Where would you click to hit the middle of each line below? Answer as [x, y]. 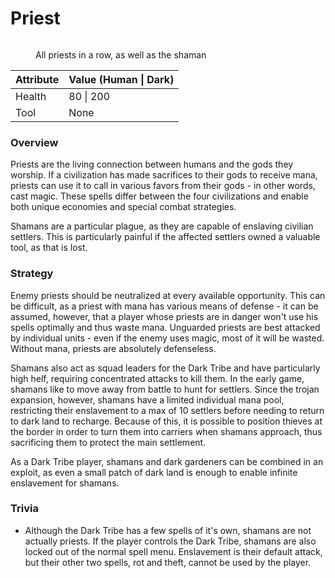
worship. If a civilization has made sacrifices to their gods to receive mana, [164, 175]
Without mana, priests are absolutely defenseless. [113, 348]
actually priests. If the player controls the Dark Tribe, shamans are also [170, 541]
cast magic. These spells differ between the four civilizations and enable [159, 196]
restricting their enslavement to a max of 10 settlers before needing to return [167, 410]
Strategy [32, 274]
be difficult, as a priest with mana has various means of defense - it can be [164, 306]
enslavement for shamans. [65, 483]
